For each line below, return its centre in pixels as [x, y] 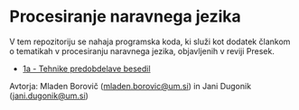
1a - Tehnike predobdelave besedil [86, 69]
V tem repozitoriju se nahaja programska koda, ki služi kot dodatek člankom [150, 41]
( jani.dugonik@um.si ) [49, 96]
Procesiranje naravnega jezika [125, 17]
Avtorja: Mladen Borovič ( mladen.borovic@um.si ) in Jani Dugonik [130, 86]
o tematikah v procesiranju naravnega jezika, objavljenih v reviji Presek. [142, 50]
